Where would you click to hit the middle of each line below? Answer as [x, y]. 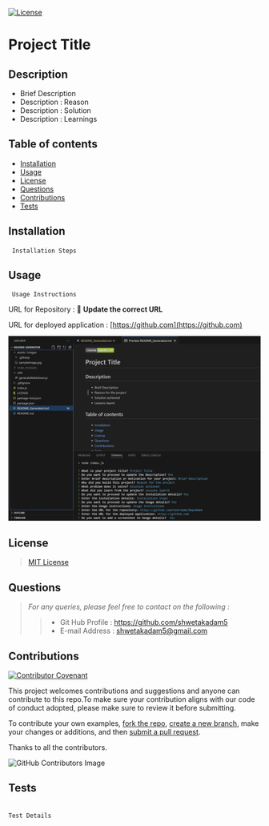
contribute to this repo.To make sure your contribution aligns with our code [132, 699]
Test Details [30, 816]
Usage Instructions [44, 295]
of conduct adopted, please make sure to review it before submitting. [122, 708]
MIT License [48, 562]
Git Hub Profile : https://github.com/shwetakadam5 [144, 623]
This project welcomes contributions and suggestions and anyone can [124, 691]
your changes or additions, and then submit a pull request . [104, 732]
